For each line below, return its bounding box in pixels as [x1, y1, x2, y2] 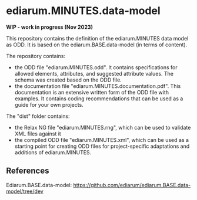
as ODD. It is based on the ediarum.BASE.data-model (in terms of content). [6, 41, 188, 48]
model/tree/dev [6, 188, 44, 195]
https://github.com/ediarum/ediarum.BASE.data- [73, 181, 191, 188]
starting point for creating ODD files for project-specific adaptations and [14, 143, 190, 150]
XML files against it [14, 130, 62, 137]
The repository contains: [6, 52, 66, 59]
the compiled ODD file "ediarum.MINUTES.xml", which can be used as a [14, 136, 189, 143]
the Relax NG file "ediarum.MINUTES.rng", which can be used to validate [14, 124, 191, 131]
